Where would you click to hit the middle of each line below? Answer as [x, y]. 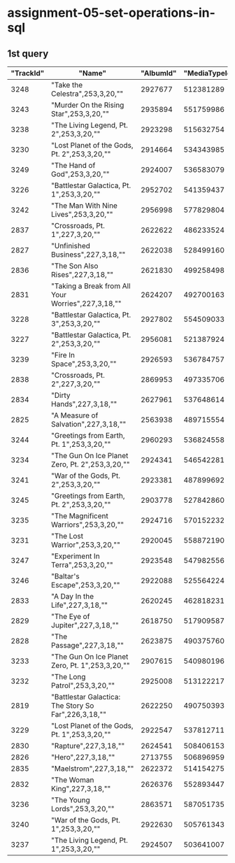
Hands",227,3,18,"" [84, 404]
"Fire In [63, 355]
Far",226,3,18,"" [79, 714]
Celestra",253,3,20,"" [87, 94]
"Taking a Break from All [91, 286]
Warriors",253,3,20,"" [88, 525]
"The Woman [73, 780]
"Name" [93, 73]
